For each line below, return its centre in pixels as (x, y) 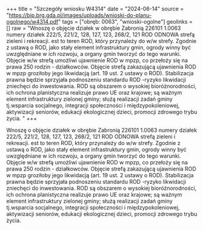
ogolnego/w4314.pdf (32, 22)
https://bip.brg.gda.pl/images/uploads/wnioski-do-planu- (80, 15)
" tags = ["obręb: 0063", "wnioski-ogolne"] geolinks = (125, 22)
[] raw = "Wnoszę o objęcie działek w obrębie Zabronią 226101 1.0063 (94, 28)
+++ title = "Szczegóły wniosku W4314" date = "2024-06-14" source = (95, 9)
